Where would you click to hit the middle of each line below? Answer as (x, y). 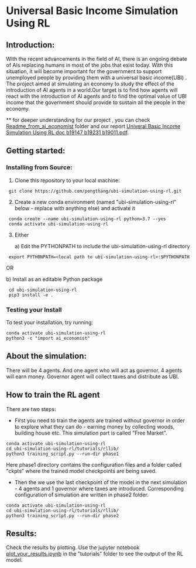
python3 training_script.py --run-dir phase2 (62, 516)
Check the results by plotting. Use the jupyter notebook (73, 548)
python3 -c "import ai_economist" (48, 338)
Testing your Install (34, 310)
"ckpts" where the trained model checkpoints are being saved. (81, 471)
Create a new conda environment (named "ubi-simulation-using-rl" (95, 202)
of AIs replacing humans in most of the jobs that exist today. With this (90, 65)
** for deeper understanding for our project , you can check (78, 120)
